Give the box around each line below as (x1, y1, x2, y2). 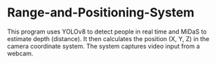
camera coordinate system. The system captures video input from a (7, 42, 200, 50)
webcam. (7, 49, 34, 58)
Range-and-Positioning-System (7, 5, 195, 21)
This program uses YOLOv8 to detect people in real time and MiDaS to (7, 27, 207, 36)
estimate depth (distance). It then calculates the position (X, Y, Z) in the (7, 34, 210, 42)
